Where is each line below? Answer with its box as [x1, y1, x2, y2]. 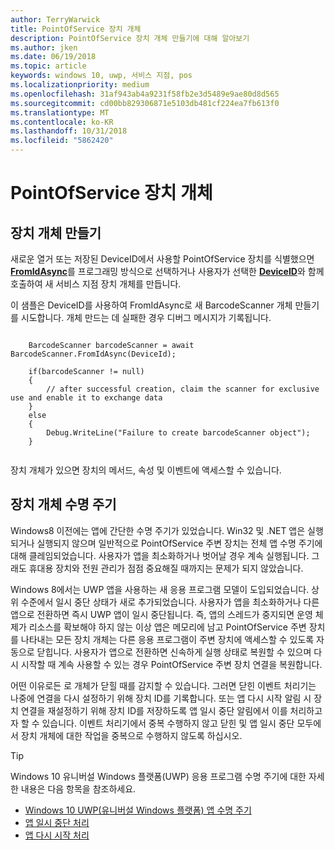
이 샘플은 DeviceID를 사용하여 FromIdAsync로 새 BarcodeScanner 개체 [10, 299, 293, 311]
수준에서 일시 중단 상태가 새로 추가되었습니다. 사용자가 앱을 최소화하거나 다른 [20, 596, 320, 608]
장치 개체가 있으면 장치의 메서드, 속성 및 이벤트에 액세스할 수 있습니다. [10, 464, 282, 476]
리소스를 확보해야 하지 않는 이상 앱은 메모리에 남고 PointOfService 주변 [28, 621, 307, 633]
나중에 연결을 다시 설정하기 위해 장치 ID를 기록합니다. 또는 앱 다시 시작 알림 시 [10, 692, 312, 704]
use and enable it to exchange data [10, 393, 163, 403]
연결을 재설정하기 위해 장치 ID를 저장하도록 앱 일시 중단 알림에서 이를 [20, 704, 288, 716]
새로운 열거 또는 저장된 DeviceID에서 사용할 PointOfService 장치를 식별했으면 [10, 253, 315, 265]
